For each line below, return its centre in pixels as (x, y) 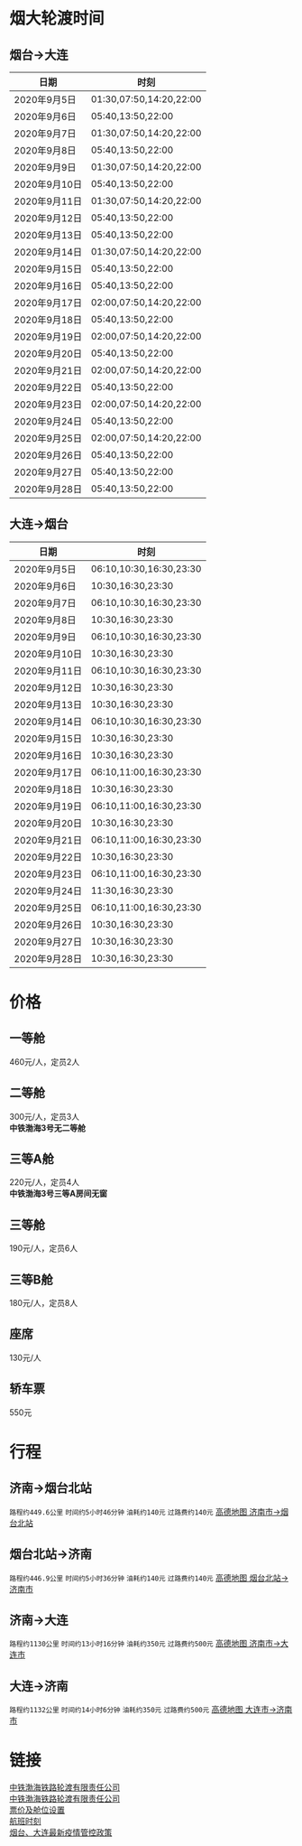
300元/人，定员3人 (45, 1116)
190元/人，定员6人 (44, 1248)
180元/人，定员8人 (44, 1303)
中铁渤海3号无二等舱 (48, 1128)
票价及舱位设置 (37, 1810)
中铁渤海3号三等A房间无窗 (59, 1194)
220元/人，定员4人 (44, 1182)
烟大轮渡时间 (57, 19)
